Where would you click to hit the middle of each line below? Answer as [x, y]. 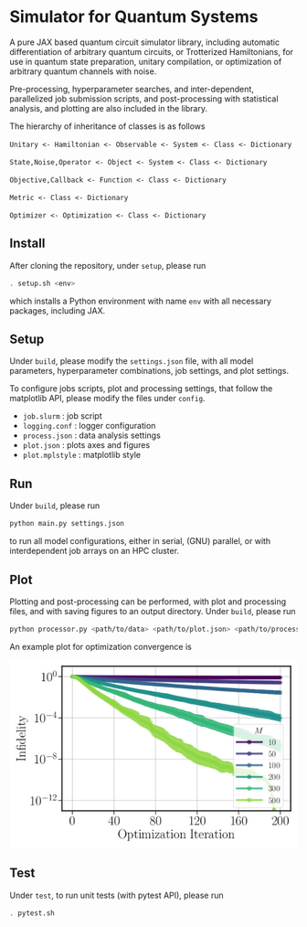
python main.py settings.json [67, 524]
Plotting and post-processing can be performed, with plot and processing [148, 602]
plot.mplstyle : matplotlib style [82, 455]
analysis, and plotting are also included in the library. [109, 108]
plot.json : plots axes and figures [86, 445]
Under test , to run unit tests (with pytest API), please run [116, 895]
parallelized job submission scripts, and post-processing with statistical [144, 99]
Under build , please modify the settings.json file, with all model [132, 361]
